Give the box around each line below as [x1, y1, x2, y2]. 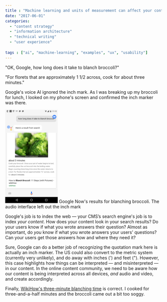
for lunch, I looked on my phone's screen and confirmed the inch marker [5, 94, 154, 100]
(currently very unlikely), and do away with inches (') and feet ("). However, [5, 255, 159, 261]
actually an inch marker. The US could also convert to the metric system [5, 249, 153, 255]
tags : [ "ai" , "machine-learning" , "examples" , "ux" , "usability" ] [5, 50, 148, 55]
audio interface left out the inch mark [5, 203, 81, 209]
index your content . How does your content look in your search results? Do [5, 218, 159, 224]
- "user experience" [9, 40, 52, 45]
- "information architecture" [9, 29, 72, 34]
